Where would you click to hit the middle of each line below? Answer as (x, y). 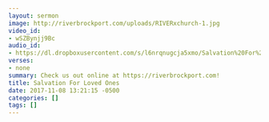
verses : (21, 61)
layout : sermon (34, 16)
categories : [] (34, 98)
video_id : (25, 31)
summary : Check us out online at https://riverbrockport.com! (114, 75)
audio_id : (25, 46)
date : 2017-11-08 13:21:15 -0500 (64, 90)
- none (19, 68)
